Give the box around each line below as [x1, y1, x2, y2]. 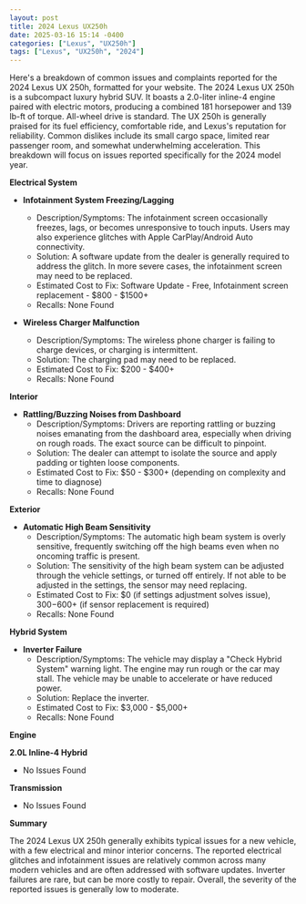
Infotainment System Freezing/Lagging [22, 195, 175, 206]
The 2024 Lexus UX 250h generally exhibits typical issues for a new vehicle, [9, 836, 297, 847]
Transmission [9, 783, 63, 794]
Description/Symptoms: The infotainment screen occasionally [36, 212, 269, 223]
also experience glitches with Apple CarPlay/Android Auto [36, 231, 253, 242]
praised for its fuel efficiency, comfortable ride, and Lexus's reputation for [9, 120, 287, 132]
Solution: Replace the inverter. [36, 693, 149, 704]
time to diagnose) [36, 477, 103, 488]
